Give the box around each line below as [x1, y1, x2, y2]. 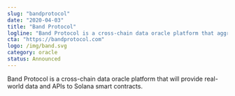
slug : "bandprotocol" [7, 10, 71, 17]
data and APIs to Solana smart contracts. [24, 81, 143, 90]
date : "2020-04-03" [7, 17, 64, 24]
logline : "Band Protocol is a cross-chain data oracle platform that [7, 29, 215, 37]
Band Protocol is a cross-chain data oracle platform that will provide [7, 74, 203, 83]
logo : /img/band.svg [7, 42, 68, 49]
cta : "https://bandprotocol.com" [7, 36, 105, 43]
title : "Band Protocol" [7, 23, 77, 30]
